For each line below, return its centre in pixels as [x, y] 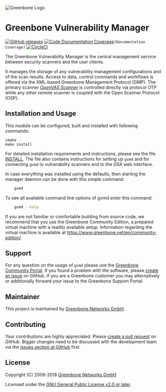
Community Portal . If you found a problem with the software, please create [82, 270]
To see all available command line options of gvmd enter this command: [79, 198]
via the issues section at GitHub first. [43, 347]
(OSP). [12, 98]
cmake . [13, 140]
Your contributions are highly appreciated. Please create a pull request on [81, 336]
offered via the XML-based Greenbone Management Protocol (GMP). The [81, 82]
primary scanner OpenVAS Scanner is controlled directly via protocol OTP [81, 87]
